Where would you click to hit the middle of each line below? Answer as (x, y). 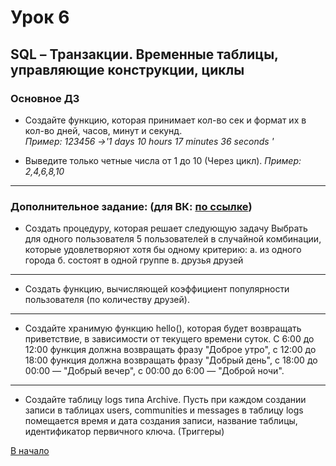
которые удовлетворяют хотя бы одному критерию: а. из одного (163, 250)
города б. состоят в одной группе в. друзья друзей (134, 260)
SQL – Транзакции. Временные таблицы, (144, 54)
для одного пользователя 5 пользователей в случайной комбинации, (173, 239)
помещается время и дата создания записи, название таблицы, (161, 421)
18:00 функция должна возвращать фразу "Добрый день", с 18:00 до (171, 360)
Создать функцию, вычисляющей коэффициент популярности (157, 289)
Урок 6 (40, 17)
